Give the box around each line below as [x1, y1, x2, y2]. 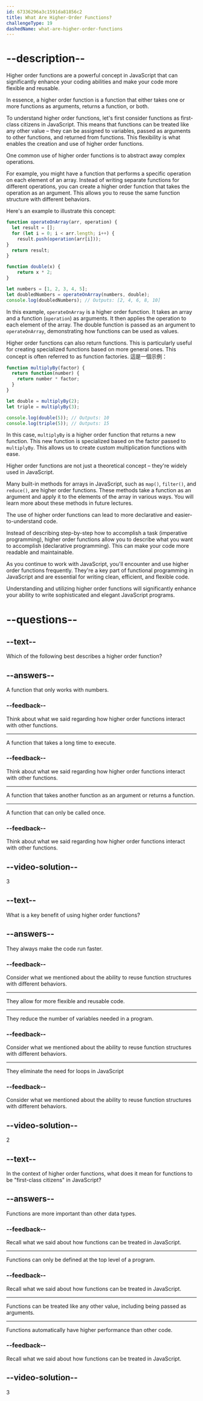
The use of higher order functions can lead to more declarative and [6, 512, 173, 519]
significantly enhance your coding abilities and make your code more [6, 78, 178, 85]
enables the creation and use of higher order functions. [6, 140, 144, 148]
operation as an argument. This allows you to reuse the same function [6, 189, 180, 197]
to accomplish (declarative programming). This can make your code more [6, 542, 189, 550]
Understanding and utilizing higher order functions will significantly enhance [6, 585, 196, 593]
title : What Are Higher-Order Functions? [6, 15, 112, 21]
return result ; [11, 247, 50, 253]
